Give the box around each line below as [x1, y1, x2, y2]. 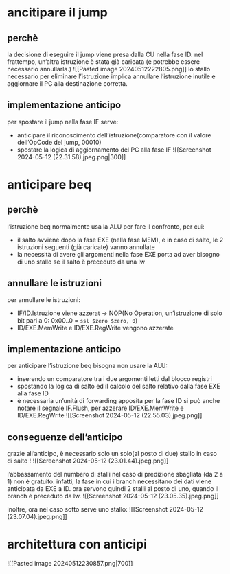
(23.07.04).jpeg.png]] [7, 513, 67, 521]
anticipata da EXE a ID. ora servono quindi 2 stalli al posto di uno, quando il [7, 485, 219, 493]
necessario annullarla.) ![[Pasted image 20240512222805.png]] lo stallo [7, 65, 211, 73]
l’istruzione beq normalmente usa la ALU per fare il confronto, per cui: [7, 222, 205, 231]
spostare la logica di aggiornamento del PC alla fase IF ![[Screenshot [16, 146, 211, 154]
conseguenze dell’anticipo [7, 431, 123, 443]
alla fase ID [16, 389, 49, 398]
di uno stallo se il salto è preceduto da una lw [16, 257, 146, 266]
